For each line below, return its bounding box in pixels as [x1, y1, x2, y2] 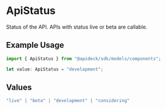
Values [6, 82, 32, 92]
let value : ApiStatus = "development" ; [6, 66, 104, 72]
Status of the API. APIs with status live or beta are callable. [6, 23, 148, 30]
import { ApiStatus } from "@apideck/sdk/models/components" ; [6, 55, 161, 62]
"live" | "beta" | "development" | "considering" [6, 98, 130, 104]
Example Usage [6, 40, 65, 50]
